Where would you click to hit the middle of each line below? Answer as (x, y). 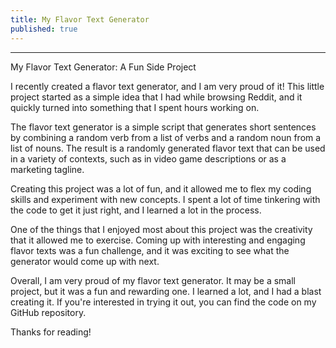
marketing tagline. (47, 169)
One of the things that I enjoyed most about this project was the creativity (161, 229)
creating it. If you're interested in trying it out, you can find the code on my (163, 302)
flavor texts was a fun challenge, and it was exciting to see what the (150, 250)
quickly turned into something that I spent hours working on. (135, 107)
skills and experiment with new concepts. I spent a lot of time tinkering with (165, 199)
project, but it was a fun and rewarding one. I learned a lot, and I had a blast (166, 291)
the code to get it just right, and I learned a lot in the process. (136, 210)
